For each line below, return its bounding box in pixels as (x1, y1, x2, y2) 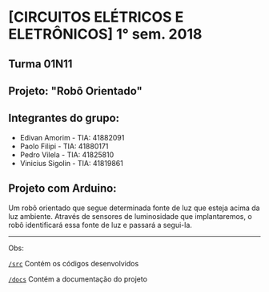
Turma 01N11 (8, 57, 73, 71)
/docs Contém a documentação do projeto (8, 274, 148, 284)
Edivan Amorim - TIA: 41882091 (19, 132, 125, 142)
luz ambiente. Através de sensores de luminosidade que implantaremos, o (8, 211, 252, 221)
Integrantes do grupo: (8, 112, 120, 125)
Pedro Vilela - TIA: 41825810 (19, 149, 114, 160)
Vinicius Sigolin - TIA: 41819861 (19, 158, 124, 168)
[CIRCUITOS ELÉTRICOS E (8, 8, 184, 26)
